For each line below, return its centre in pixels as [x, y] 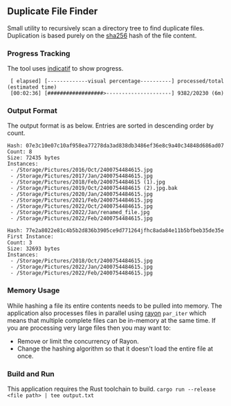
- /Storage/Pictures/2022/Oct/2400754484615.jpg [82, 206]
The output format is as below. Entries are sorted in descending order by [111, 126]
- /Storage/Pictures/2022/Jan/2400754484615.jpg [82, 267]
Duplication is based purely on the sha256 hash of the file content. [102, 35]
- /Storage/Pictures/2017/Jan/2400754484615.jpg [82, 176]
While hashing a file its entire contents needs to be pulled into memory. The [115, 306]
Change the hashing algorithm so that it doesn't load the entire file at [115, 348]
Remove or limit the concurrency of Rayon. [78, 341]
